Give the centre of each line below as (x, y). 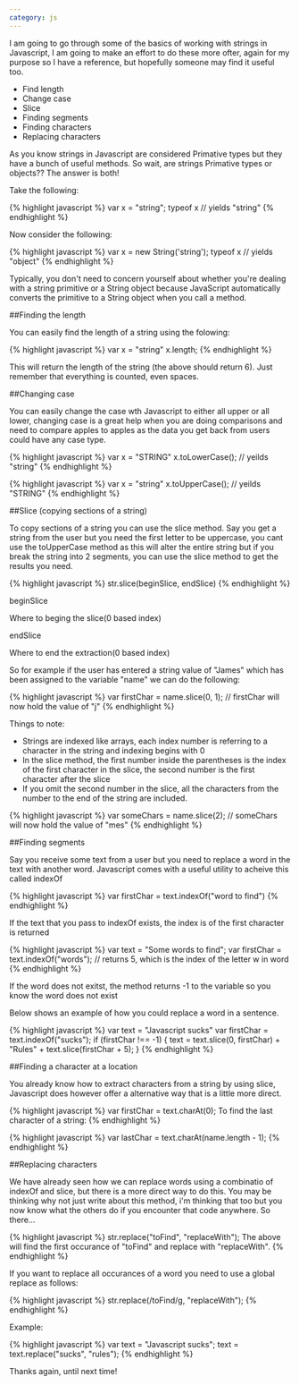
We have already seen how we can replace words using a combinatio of (141, 1181)
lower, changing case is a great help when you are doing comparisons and (146, 421)
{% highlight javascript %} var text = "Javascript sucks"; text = (124, 1344)
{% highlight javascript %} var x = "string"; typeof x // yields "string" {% (142, 208)
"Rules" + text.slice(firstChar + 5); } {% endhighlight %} (112, 1049)
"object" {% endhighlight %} (62, 261)
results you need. (41, 565)
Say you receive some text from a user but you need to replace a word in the (150, 859)
